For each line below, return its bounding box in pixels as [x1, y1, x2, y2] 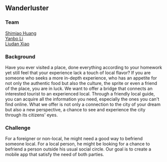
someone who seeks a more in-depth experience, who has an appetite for [5, 75, 157, 81]
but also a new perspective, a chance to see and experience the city [5, 106, 146, 112]
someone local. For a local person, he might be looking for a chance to [5, 141, 151, 147]
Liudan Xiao [5, 41, 30, 47]
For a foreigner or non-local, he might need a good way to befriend [5, 136, 143, 142]
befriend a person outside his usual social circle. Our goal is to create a [5, 146, 152, 152]
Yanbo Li [5, 35, 23, 41]
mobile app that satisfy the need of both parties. [5, 152, 104, 158]
